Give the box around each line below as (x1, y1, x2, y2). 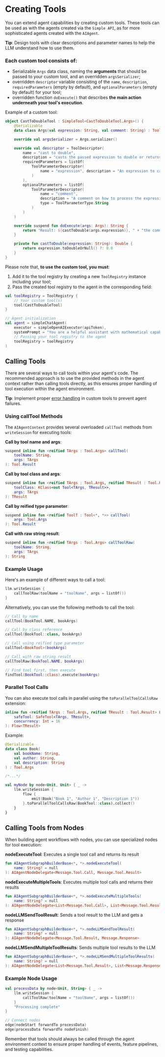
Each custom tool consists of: (5, 57, 78, 64)
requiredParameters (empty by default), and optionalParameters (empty (12, 84, 157, 90)
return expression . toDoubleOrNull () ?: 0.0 (23, 246, 113, 251)
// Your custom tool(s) (14, 298, 63, 303)
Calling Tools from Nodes (5, 823, 84, 832)
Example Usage (5, 565, 43, 572)
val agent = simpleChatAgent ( (5, 321, 67, 326)
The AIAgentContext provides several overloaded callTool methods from (5, 424, 152, 430)
